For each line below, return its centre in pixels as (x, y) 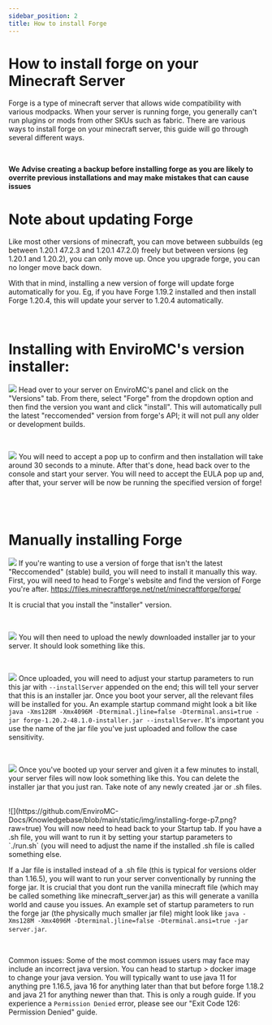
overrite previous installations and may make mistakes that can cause (129, 178)
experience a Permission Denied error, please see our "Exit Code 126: (125, 1004)
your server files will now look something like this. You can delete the (124, 778)
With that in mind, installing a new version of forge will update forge (121, 283)
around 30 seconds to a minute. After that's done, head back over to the (129, 465)
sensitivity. (26, 737)
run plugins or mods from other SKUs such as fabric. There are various (127, 121)
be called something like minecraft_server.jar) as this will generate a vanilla (134, 896)
